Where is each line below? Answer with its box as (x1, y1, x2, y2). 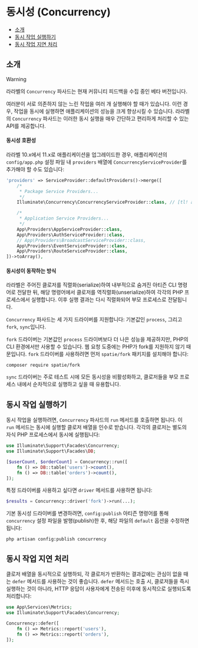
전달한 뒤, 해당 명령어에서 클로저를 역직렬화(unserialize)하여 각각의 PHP (16, 289, 184, 296)
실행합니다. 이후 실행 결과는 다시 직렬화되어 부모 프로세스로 (31, 296, 167, 303)
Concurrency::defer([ (6, 620, 60, 626)
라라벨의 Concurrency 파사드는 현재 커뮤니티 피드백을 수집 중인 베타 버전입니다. (6, 88, 187, 95)
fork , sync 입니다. (6, 323, 46, 330)
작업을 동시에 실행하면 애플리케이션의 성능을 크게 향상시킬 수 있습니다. (14, 107, 174, 115)
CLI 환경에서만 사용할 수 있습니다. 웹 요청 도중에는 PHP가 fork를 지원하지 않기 (6, 343, 185, 350)
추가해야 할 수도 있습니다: (6, 165, 65, 172)
